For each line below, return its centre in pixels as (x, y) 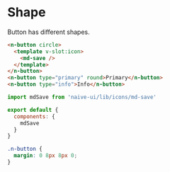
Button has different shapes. (49, 32)
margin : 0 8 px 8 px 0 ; (46, 156)
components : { (34, 116)
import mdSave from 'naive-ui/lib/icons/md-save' (82, 97)
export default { (33, 110)
